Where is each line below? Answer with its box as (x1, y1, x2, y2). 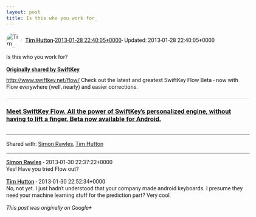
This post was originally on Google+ (6, 204, 92, 212)
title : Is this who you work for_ (6, 15, 98, 21)
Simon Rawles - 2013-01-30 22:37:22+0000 (6, 159, 113, 167)
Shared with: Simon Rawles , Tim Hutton (6, 140, 104, 148)
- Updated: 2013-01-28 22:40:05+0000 (121, 36, 215, 44)
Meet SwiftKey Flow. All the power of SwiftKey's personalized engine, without (6, 107, 232, 115)
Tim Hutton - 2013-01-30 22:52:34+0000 (6, 178, 106, 185)
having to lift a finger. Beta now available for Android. (6, 114, 162, 123)
